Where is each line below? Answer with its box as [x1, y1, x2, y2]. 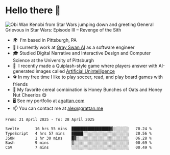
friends [12, 81, 28, 87]
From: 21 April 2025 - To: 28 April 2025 [5, 117, 95, 122]
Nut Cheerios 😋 [12, 91, 47, 98]
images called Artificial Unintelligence [35, 68, 115, 74]
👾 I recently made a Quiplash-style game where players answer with [12, 63, 158, 69]
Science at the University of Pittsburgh [12, 57, 94, 63]
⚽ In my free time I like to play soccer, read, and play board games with [12, 74, 163, 80]
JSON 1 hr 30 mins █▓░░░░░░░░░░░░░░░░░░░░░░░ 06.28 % [5, 136, 152, 141]
